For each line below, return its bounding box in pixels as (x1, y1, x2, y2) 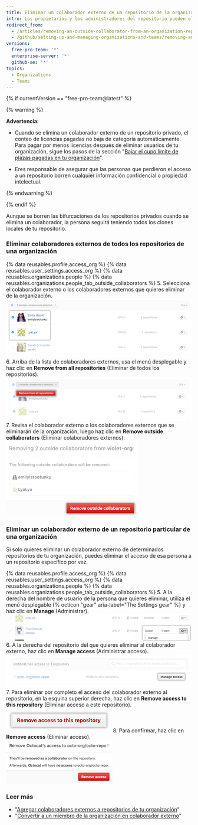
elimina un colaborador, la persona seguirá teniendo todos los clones (6, 219, 174, 226)
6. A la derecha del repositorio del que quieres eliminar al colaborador (6, 641, 176, 649)
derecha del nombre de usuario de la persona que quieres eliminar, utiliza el (6, 595, 190, 602)
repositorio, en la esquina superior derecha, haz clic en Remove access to (6, 695, 187, 702)
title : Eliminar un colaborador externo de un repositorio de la (6, 9, 170, 15)
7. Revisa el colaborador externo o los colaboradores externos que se (6, 421, 175, 428)
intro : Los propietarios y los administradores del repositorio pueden (6, 15, 186, 22)
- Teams (11, 78, 31, 84)
